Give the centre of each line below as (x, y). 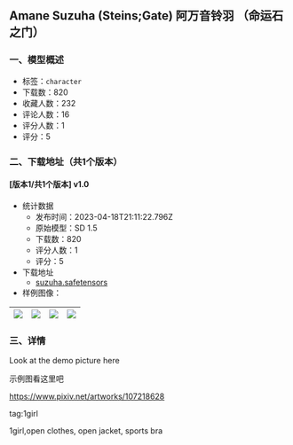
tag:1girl (24, 414)
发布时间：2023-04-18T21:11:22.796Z (104, 216)
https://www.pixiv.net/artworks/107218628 (87, 396)
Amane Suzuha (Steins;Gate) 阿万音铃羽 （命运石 (146, 16)
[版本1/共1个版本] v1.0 (49, 184)
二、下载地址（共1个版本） (66, 161)
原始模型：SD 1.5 (66, 228)
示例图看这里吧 (36, 379)
